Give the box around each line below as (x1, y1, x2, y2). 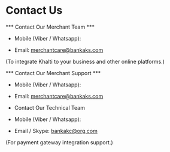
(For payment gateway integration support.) (5, 138, 113, 146)
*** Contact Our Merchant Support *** (5, 69, 101, 76)
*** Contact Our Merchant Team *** (5, 23, 95, 30)
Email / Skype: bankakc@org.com (14, 127, 98, 134)
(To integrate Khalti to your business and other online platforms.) (5, 58, 165, 65)
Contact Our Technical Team (14, 104, 85, 111)
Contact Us (5, 4, 63, 17)
